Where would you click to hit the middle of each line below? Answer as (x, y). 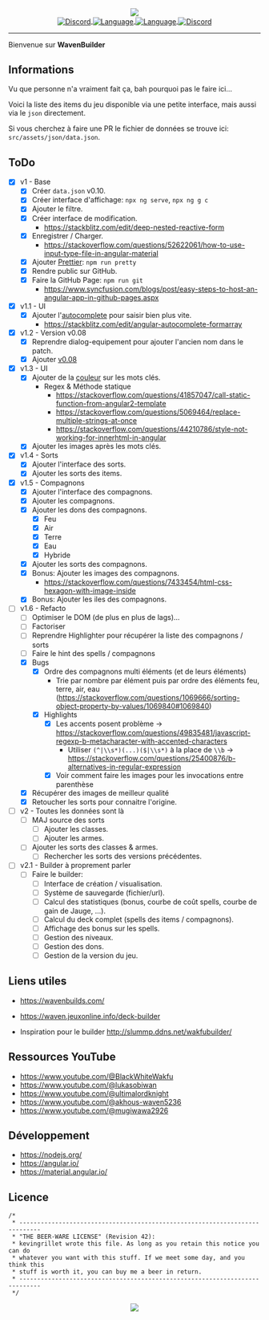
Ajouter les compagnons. (73, 500)
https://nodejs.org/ (51, 1155)
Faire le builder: (58, 874)
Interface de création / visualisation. (103, 883)
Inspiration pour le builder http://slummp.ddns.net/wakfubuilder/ (126, 1032)
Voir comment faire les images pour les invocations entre (150, 775)
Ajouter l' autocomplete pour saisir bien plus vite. (112, 315)
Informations (41, 70)
